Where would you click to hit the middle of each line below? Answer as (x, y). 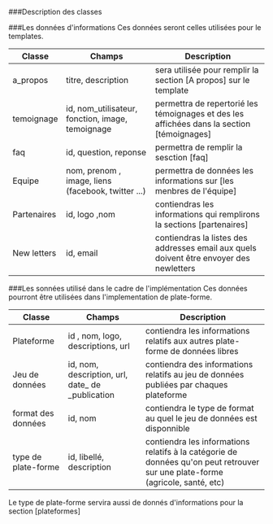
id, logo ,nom (91, 214)
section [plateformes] (45, 511)
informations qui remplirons (207, 214)
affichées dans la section (203, 124)
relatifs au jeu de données (195, 375)
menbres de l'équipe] (196, 191)
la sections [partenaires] (201, 225)
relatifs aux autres (179, 341)
